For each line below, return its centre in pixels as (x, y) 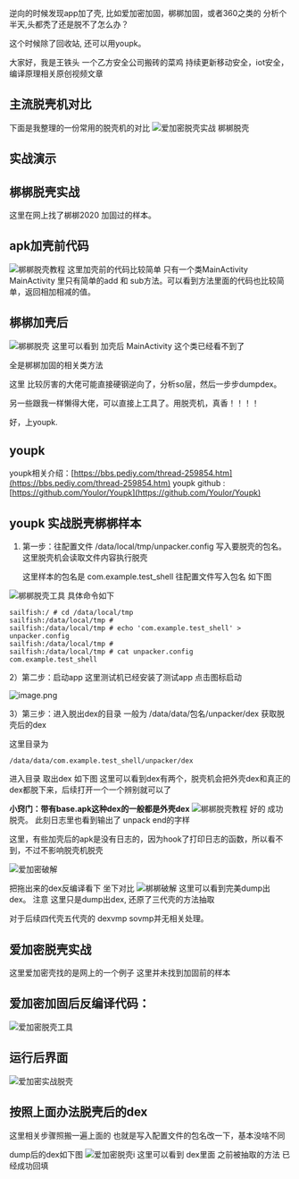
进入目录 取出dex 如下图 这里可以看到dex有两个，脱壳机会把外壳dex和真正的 (150, 779)
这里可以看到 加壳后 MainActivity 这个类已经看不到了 (148, 346)
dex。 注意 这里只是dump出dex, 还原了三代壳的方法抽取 (112, 900)
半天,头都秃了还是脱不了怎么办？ (69, 24)
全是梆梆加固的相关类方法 (56, 364)
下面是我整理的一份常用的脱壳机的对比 (79, 127)
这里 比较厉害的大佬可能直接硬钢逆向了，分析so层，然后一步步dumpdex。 (145, 384)
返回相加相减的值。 (60, 291)
